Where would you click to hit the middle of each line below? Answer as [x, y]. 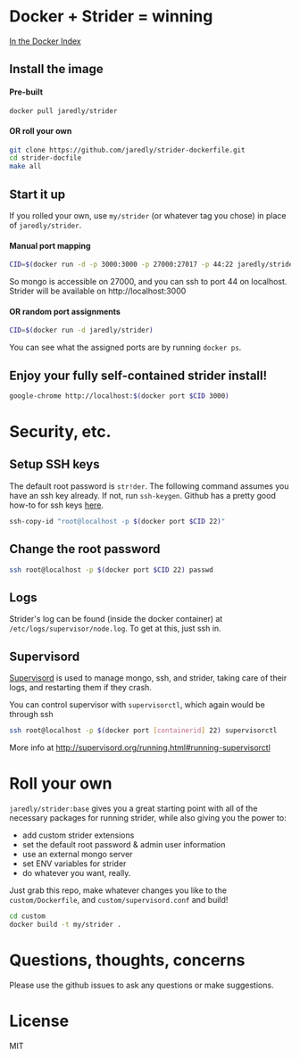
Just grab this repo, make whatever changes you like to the [118, 890]
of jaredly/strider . [46, 226]
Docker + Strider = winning [111, 17]
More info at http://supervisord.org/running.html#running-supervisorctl [140, 748]
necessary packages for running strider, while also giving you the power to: [148, 817]
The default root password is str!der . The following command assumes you [149, 486]
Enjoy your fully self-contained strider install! [138, 375]
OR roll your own [41, 131]
